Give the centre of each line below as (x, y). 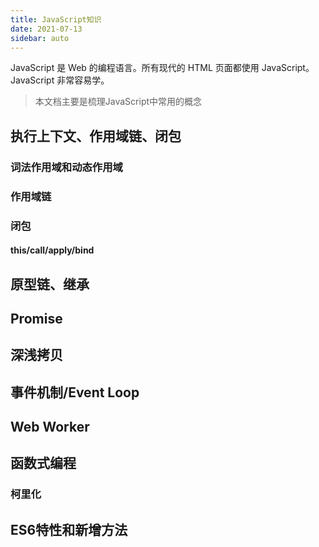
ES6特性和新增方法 (69, 529)
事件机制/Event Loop (75, 392)
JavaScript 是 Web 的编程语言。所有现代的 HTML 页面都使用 (135, 68)
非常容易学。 (83, 80)
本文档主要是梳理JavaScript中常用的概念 (118, 102)
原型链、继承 (50, 284)
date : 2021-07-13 (46, 29)
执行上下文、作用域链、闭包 (96, 136)
